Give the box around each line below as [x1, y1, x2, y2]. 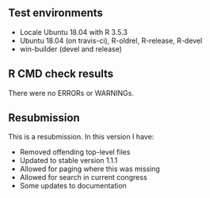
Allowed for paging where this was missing [19, 164, 160, 173]
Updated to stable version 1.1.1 [19, 156, 118, 166]
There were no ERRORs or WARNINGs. [8, 88, 135, 97]
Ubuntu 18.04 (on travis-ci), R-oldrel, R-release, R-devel [19, 36, 203, 45]
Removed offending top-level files [19, 147, 131, 157]
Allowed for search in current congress [19, 173, 148, 182]
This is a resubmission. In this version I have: [8, 132, 155, 142]
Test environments [8, 6, 103, 20]
